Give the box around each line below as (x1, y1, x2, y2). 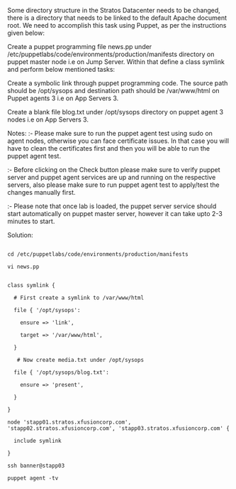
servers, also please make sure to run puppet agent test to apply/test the (7, 181, 220, 189)
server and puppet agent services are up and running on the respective (7, 173, 216, 181)
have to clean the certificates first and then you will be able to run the (7, 144, 210, 152)
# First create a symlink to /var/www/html (13, 294, 144, 301)
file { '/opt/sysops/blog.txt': (13, 369, 110, 376)
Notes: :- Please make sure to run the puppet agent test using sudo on (7, 129, 213, 137)
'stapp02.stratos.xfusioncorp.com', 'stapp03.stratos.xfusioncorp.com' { (7, 425, 230, 432)
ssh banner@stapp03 (7, 462, 65, 469)
